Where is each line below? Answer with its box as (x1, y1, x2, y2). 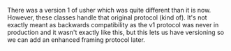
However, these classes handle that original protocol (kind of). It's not (7, 13, 207, 22)
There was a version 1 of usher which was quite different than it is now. (7, 6, 211, 14)
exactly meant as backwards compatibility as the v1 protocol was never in (7, 21, 219, 29)
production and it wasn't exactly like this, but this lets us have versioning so (7, 28, 225, 36)
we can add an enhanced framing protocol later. (7, 36, 145, 44)
